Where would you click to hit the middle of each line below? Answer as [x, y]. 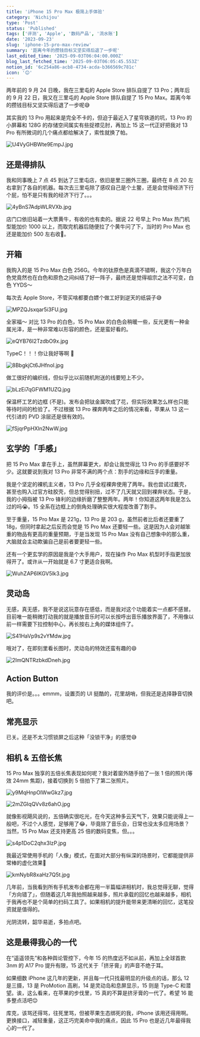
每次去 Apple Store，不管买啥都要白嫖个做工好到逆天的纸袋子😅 [84, 297]
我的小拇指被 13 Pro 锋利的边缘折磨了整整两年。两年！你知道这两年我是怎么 [99, 499]
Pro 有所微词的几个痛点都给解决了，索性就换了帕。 [68, 133]
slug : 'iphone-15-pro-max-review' [49, 45]
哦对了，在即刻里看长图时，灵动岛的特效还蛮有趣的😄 [71, 648]
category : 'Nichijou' [33, 17]
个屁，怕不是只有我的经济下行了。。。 [51, 195]
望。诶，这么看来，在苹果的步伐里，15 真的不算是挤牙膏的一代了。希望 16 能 [100, 993]
